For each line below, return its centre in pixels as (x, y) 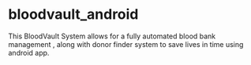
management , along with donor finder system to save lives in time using (126, 44)
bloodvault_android (73, 14)
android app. (29, 52)
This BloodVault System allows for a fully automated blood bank (112, 36)
